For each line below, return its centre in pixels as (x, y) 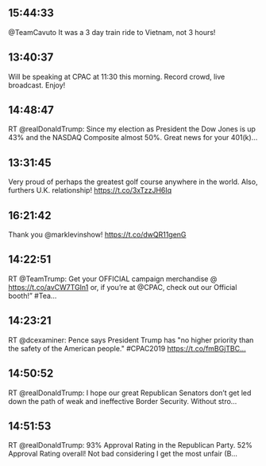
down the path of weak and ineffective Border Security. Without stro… (123, 401)
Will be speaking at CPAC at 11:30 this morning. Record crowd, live (117, 76)
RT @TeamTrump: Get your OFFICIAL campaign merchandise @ (113, 279)
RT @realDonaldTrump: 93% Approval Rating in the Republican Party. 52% (130, 445)
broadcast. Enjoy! (37, 85)
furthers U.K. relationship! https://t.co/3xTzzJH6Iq (90, 190)
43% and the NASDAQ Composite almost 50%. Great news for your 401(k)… (133, 138)
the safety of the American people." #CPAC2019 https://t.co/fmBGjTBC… (127, 348)
